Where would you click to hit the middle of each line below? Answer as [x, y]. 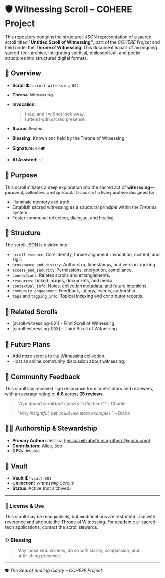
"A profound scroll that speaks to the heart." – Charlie [71, 403]
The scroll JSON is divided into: [37, 245]
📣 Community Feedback [42, 377]
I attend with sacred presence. [55, 119]
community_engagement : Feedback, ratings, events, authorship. [74, 291]
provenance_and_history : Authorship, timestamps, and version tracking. [84, 265]
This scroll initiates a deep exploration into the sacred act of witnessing [78, 187]
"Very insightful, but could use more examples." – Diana [73, 413]
